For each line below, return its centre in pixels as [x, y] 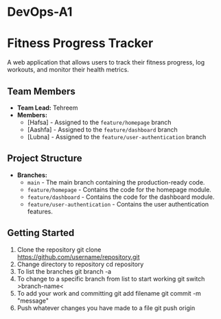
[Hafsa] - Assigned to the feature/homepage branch [99, 122]
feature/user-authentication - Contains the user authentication [118, 204]
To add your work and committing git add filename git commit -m [109, 293]
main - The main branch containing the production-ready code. [116, 182]
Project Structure [45, 158]
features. [40, 211]
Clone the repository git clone [59, 249]
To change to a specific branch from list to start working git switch [111, 279]
